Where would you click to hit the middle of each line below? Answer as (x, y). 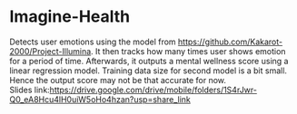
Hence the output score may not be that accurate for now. (118, 80)
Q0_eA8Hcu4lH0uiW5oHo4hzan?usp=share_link (100, 99)
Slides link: (30, 90)
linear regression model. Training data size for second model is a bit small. (148, 71)
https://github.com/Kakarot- (230, 42)
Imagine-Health (70, 17)
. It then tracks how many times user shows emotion (188, 51)
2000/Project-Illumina (50, 51)
